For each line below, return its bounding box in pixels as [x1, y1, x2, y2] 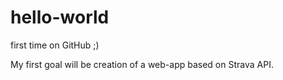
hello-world [10, 6, 110, 29]
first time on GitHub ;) [10, 39, 100, 51]
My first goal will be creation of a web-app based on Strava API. [10, 58, 274, 70]
